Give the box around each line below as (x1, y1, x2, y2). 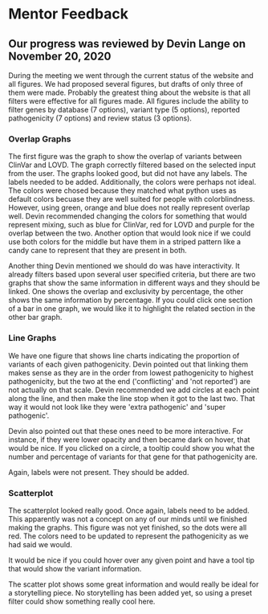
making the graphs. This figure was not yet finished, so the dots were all (8, 522, 247, 532)
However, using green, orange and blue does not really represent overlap (8, 203, 250, 213)
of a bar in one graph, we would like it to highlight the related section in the (8, 304, 255, 313)
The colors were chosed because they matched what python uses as (8, 186, 237, 195)
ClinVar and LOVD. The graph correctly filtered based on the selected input (8, 160, 256, 170)
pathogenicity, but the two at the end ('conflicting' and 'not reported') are (8, 376, 251, 386)
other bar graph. (8, 313, 63, 322)
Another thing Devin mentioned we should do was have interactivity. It (8, 261, 241, 271)
